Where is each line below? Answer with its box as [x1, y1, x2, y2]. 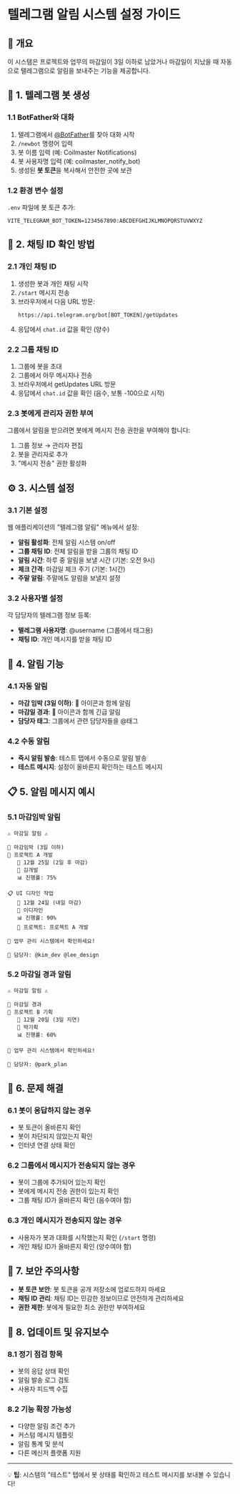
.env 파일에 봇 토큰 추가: [7, 203, 76, 211]
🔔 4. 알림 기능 [7, 658, 64, 670]
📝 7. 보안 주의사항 [7, 1265, 80, 1277]
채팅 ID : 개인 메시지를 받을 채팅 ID [17, 635, 112, 644]
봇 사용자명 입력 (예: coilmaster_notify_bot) [17, 156, 141, 165]
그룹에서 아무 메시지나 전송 [17, 371, 93, 379]
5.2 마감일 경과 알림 [7, 969, 71, 979]
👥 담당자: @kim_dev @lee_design [7, 951, 99, 958]
